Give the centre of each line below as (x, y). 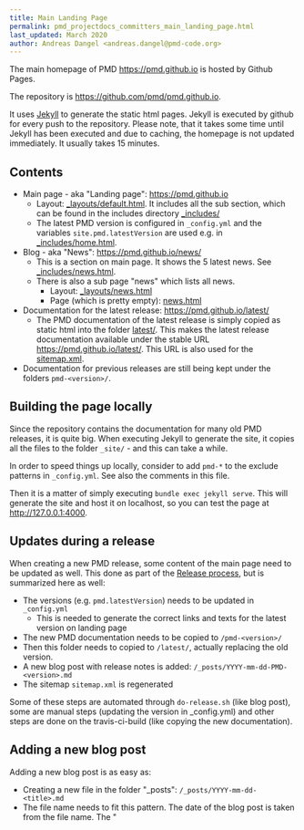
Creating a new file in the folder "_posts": (100, 789)
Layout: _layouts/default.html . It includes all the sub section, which (161, 204)
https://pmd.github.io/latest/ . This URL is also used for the (145, 349)
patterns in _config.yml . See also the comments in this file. (120, 475)
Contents (36, 172)
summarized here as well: (57, 582)
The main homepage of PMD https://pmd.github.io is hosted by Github (141, 69)
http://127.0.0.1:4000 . (49, 513)
